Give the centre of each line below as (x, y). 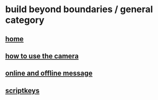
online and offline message (49, 73)
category (25, 20)
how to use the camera (42, 56)
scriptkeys (22, 91)
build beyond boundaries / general (79, 9)
